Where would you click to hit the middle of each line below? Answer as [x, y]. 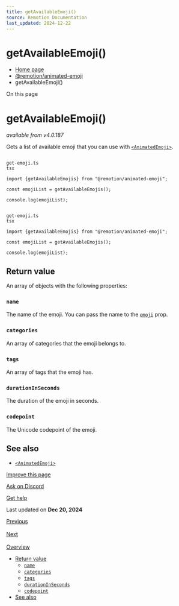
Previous [17, 522]
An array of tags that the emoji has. [50, 372]
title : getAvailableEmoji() [41, 12]
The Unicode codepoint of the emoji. [52, 429]
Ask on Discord [25, 487]
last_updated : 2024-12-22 [38, 23]
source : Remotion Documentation [47, 17]
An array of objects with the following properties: [67, 286]
